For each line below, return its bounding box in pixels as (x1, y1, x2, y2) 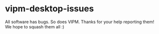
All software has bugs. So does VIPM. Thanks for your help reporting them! (5, 19, 155, 25)
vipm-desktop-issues (5, 3, 94, 14)
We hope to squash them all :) (5, 24, 64, 29)
